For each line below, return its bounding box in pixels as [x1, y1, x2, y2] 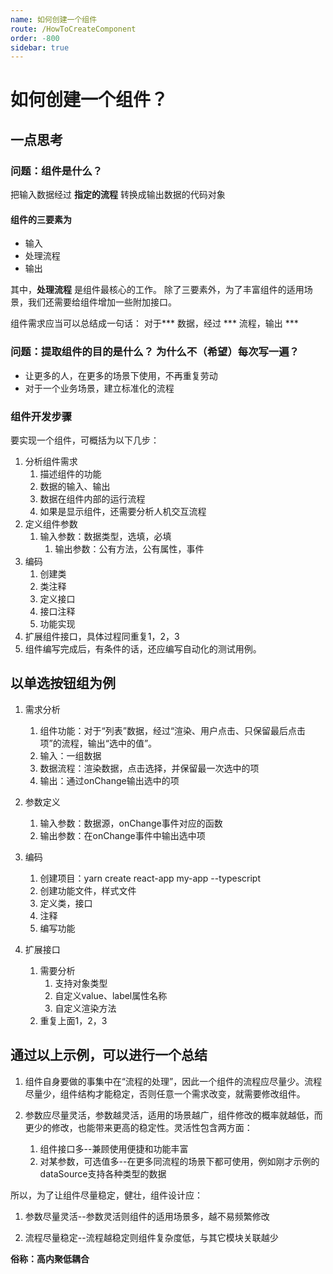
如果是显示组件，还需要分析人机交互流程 [39, 505, 207, 517]
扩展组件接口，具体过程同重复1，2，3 [24, 630, 180, 642]
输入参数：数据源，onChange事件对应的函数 [39, 817, 223, 829]
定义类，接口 [39, 897, 93, 909]
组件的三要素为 [10, 213, 72, 225]
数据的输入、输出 [39, 480, 111, 492]
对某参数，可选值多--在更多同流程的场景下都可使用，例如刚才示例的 [39, 1155, 320, 1167]
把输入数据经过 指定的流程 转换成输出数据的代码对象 [10, 189, 226, 201]
